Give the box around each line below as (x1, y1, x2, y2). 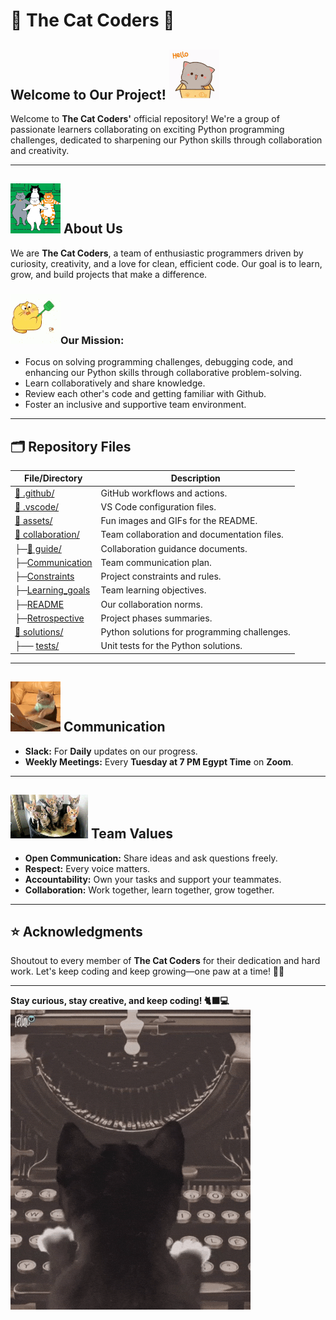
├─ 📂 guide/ (14, 542, 62, 554)
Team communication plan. (100, 556, 212, 568)
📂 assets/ (14, 515, 53, 527)
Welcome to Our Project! (10, 86, 167, 103)
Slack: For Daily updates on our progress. (24, 745, 198, 757)
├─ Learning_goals (14, 584, 91, 596)
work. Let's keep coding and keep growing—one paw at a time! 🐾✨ (10, 965, 285, 978)
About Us (63, 220, 123, 238)
